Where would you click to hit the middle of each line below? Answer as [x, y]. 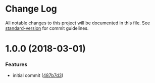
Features [16, 65]
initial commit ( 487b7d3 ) [38, 75]
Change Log [31, 9]
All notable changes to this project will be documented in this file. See [78, 23]
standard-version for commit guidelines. [47, 28]
